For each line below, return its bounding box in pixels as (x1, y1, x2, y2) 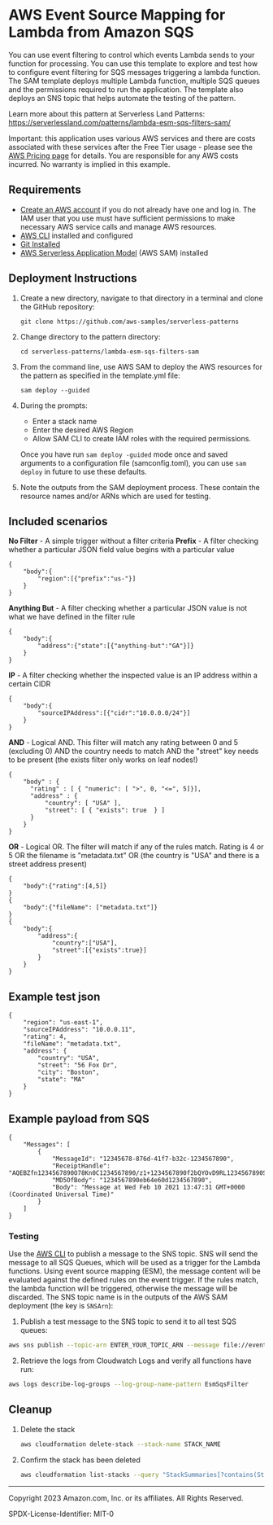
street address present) (8, 859, 88, 869)
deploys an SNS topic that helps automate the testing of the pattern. (8, 93, 236, 103)
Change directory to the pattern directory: (19, 331, 161, 341)
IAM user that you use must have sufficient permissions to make (19, 213, 236, 223)
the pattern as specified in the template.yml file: (19, 370, 180, 380)
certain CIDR (8, 679, 51, 689)
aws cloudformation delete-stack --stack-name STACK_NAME (19, 1440, 221, 1448)
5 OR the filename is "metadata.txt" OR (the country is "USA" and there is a (8, 851, 260, 861)
